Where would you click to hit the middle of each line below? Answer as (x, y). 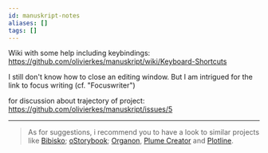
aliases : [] (28, 23)
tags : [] (23, 30)
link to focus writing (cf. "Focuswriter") (72, 85)
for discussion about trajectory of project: (77, 101)
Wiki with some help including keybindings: (79, 53)
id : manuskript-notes (44, 16)
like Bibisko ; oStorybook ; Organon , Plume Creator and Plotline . (130, 141)
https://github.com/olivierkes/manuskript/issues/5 (91, 109)
